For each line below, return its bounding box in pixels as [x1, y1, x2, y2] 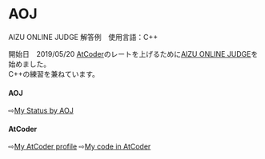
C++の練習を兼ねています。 [8, 69, 100, 78]
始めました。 [8, 59, 50, 69]
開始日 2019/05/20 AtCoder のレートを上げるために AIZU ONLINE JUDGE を [8, 49, 259, 58]
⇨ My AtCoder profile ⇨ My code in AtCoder [8, 141, 151, 152]
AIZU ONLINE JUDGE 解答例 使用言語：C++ [8, 32, 159, 42]
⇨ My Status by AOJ [8, 105, 74, 116]
